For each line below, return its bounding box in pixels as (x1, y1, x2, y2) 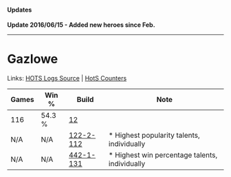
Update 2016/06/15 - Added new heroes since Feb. (7, 21, 156, 29)
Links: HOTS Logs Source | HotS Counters (7, 74, 127, 83)
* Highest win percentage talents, (109, 150, 218, 160)
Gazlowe (7, 52, 58, 67)
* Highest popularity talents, (109, 131, 201, 140)
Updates (7, 6, 32, 14)
